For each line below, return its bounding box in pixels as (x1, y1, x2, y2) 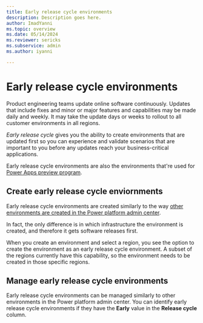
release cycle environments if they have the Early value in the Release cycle (6, 305, 198, 312)
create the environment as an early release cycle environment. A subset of (6, 245, 193, 253)
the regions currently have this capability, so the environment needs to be (6, 251, 190, 259)
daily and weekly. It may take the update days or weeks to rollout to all (6, 113, 182, 120)
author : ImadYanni (6, 20, 53, 26)
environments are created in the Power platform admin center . (6, 209, 161, 216)
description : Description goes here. (6, 15, 102, 21)
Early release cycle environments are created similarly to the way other (6, 202, 184, 209)
